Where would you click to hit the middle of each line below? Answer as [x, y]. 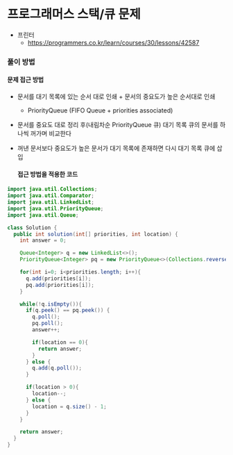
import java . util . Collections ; [52, 189]
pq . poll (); [48, 324]
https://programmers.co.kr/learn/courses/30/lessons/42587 [113, 42]
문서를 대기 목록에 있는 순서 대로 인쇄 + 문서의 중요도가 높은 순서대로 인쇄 [116, 97]
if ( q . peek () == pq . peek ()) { [68, 311]
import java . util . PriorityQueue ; [55, 208]
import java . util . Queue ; [43, 215]
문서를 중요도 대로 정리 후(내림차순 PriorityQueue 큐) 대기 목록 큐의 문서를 [118, 125]
